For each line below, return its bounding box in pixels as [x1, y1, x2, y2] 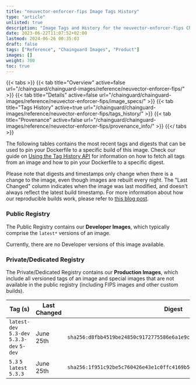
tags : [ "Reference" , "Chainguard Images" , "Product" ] [6, 47, 140, 53]
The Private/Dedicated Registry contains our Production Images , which [6, 268, 178, 275]
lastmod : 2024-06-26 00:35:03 [6, 36, 80, 42]
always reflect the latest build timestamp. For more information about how [6, 189, 184, 196]
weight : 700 [6, 57, 35, 63]
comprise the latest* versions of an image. [6, 229, 111, 236]
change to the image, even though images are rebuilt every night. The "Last [6, 176, 188, 183]
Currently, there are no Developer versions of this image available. [6, 241, 165, 248]
